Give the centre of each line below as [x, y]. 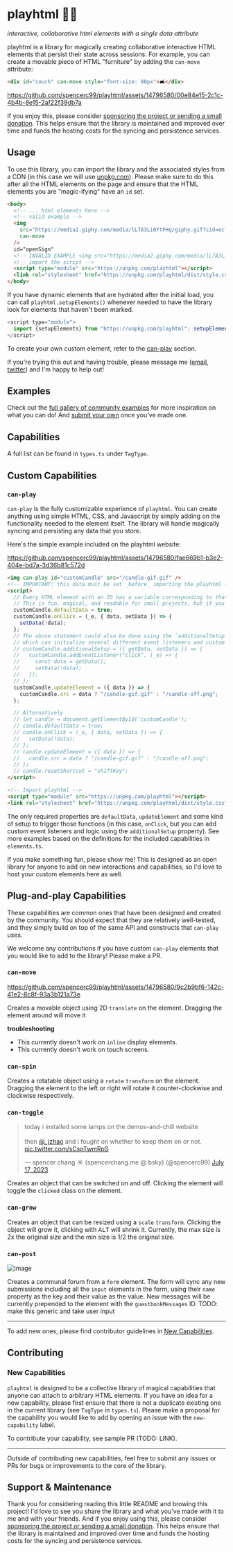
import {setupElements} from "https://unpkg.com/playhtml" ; [102, 328]
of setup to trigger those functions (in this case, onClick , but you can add [112, 824]
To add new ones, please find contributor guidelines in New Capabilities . [111, 1331]
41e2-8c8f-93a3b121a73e [44, 994]
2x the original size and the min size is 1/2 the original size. [91, 1237]
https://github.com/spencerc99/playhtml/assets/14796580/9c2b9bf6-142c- [115, 987]
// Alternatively [38, 713]
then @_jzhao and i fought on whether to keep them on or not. [113, 1142]
